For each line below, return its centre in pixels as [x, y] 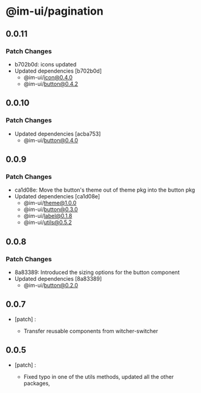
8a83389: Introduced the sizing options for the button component [97, 272]
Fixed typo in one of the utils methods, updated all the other [99, 377]
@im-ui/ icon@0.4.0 [48, 77]
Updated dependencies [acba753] [58, 134]
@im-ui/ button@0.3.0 [51, 209]
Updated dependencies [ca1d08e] [57, 196]
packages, [37, 383]
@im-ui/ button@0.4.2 [51, 84]
